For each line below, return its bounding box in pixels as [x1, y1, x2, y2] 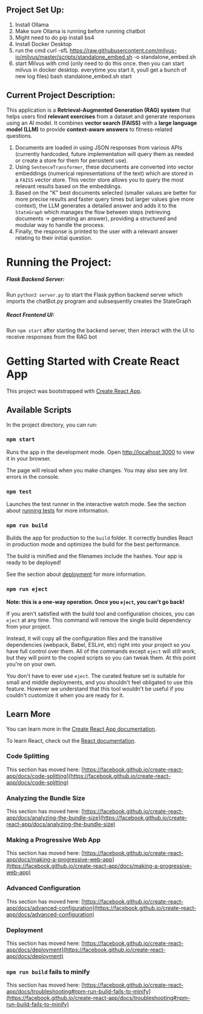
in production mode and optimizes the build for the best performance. [6, 541, 181, 548]
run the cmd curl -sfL [15, 47, 68, 54]
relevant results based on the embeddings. [15, 182, 122, 190]
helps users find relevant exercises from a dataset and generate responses [6, 112, 196, 120]
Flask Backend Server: [6, 275, 65, 283]
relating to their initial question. [15, 234, 93, 242]
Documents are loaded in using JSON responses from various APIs [15, 144, 183, 151]
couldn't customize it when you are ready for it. [6, 691, 124, 698]
